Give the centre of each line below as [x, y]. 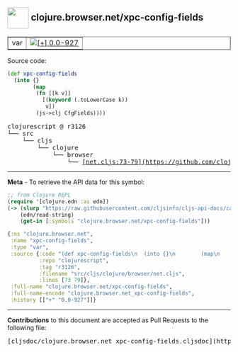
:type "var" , [30, 248]
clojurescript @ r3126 [47, 126]
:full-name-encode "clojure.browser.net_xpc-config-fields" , [102, 294]
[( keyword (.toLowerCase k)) [85, 100]
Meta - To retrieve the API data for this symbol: [76, 182]
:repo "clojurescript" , [74, 260]
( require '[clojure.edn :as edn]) [58, 201]
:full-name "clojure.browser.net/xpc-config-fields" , [91, 287]
